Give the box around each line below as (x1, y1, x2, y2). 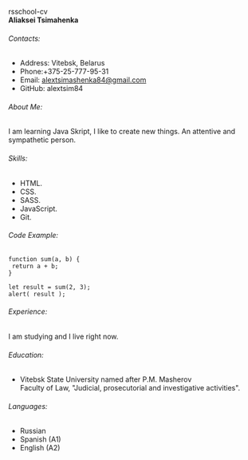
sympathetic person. (8, 135, 77, 145)
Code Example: (8, 231, 58, 240)
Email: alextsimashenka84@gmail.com (19, 75, 147, 85)
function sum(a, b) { (8, 255, 81, 263)
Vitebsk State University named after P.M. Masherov (19, 375, 192, 384)
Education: (8, 350, 44, 359)
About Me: (8, 101, 43, 111)
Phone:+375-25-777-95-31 (19, 67, 109, 77)
